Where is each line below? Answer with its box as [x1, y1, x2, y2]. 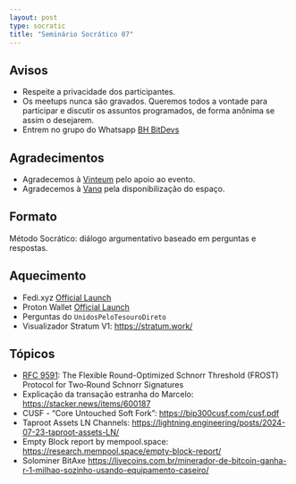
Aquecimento [9, 269, 87, 284]
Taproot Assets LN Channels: [21, 417, 131, 429]
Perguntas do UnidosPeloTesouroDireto [21, 311, 167, 321]
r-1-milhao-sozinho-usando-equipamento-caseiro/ [21, 465, 209, 476]
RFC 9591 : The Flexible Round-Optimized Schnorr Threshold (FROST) [21, 370, 279, 380]
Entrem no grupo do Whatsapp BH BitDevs [21, 124, 180, 135]
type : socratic [9, 21, 66, 30]
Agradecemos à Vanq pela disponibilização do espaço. [21, 184, 225, 194]
